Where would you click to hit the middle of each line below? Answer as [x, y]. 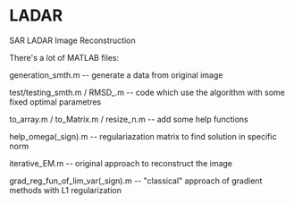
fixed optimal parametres [55, 102]
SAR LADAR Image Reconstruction [72, 40]
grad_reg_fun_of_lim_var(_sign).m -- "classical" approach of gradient [136, 181]
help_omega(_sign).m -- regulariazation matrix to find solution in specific [143, 136]
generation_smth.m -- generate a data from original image [116, 75]
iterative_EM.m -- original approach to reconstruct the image [121, 163]
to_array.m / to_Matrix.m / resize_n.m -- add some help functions [129, 119]
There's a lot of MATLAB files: [64, 57]
